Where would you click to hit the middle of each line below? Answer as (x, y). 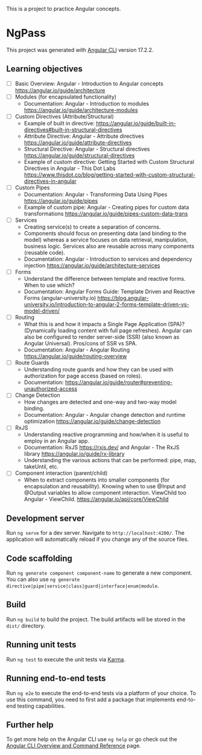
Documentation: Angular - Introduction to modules (87, 103)
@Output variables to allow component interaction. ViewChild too (105, 493)
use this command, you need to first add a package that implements (91, 699)
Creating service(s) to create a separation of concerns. (92, 227)
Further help (30, 724)
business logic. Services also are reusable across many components (109, 246)
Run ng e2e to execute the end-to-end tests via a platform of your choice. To (101, 693)
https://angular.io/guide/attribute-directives (78, 142)
